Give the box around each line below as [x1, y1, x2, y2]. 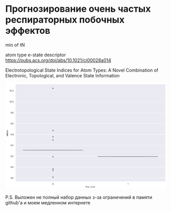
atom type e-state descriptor [5, 52, 66, 58]
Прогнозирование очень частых [5, 3, 151, 15]
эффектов [5, 25, 50, 36]
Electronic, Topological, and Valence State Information [5, 72, 120, 78]
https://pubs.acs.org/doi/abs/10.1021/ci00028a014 [5, 57, 112, 63]
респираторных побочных [5, 14, 125, 26]
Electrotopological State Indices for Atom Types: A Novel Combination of [5, 67, 159, 73]
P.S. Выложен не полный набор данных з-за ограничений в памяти [5, 194, 153, 200]
